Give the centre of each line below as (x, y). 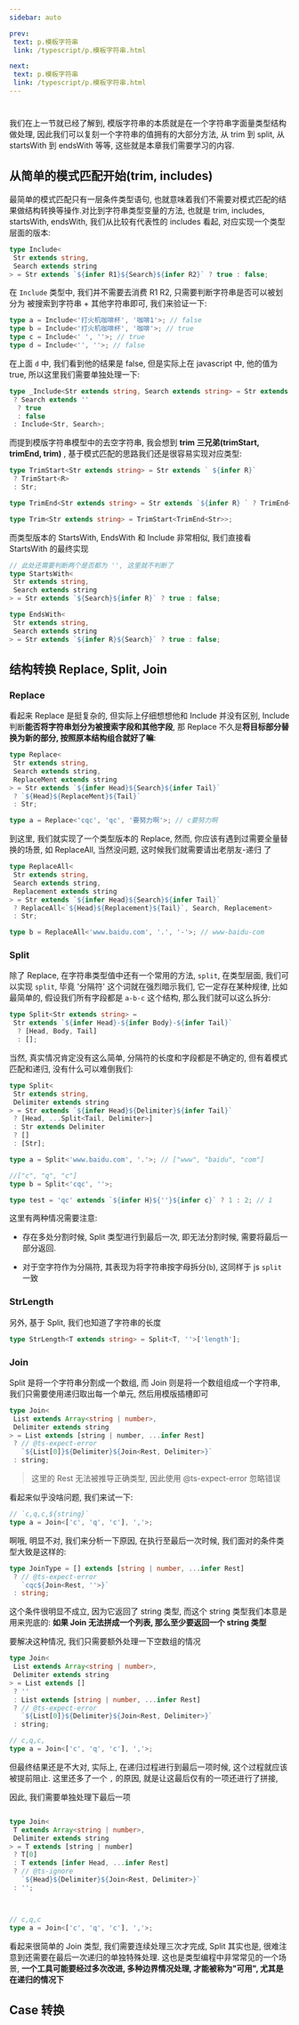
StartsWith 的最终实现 (49, 548)
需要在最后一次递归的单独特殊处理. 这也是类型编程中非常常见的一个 (155, 1957)
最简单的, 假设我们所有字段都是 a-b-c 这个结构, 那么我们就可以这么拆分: (140, 998)
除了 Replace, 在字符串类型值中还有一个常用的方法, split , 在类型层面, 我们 (145, 976)
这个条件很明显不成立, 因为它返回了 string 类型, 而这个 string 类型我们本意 (144, 1611)
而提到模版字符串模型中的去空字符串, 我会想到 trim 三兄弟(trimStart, (134, 442)
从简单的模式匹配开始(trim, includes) (111, 176)
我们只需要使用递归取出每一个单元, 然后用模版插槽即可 (109, 1393)
